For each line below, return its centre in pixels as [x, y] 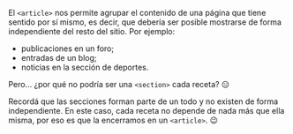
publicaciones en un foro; [68, 48]
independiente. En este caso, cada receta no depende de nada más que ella [146, 111]
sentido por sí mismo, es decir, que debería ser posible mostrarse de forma [145, 22]
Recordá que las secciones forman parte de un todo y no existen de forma [143, 101]
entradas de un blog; [59, 58]
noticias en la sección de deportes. [85, 67]
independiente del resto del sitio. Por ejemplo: [92, 31]
